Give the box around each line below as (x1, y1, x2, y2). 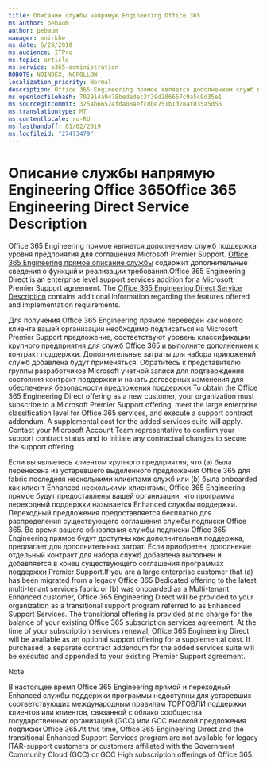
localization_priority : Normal (8, 78, 112, 86)
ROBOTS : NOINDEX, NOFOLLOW (8, 71, 98, 79)
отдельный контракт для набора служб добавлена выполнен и (8, 549, 222, 560)
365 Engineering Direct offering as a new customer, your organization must (8, 391, 254, 401)
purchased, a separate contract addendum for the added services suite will (8, 642, 255, 652)
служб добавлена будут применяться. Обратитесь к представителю (8, 357, 241, 367)
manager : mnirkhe (8, 33, 66, 42)
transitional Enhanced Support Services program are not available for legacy (8, 732, 258, 742)
